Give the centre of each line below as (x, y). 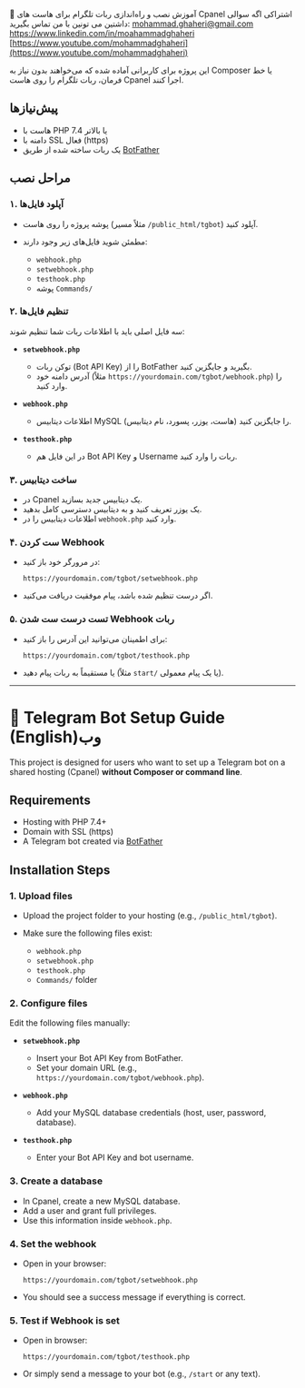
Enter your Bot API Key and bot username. (115, 1157)
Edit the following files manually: (70, 1023)
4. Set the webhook (53, 1244)
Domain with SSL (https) (68, 832)
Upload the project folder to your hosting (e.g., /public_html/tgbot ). (150, 916)
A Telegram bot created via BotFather (93, 841)
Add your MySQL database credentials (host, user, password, (151, 1113)
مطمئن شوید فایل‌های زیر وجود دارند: (85, 242)
